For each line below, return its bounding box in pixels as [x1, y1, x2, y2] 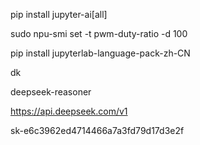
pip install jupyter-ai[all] [10, 9, 108, 20]
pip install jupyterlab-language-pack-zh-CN [10, 47, 191, 59]
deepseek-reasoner [10, 86, 92, 98]
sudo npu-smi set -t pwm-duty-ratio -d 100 [10, 28, 188, 39]
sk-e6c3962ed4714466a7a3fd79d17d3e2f [10, 125, 185, 136]
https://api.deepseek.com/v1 [10, 105, 128, 117]
